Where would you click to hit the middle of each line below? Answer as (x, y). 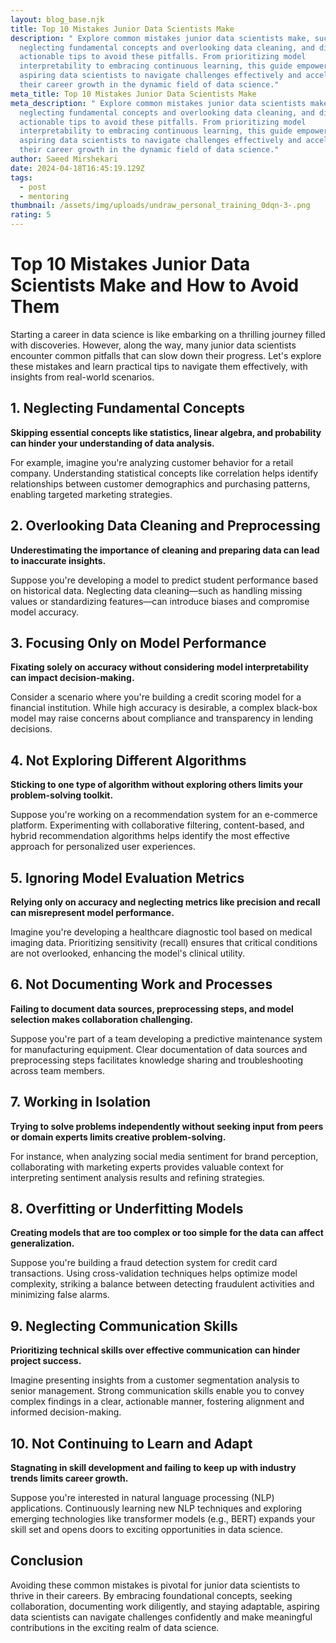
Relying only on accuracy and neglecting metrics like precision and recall (165, 902)
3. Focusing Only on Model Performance (138, 642)
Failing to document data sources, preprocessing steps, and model (152, 1008)
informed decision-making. (66, 1412)
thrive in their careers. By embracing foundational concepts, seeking (151, 1595)
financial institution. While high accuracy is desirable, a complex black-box (164, 708)
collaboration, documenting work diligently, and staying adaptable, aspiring (165, 1606)
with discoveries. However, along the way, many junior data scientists (153, 345)
